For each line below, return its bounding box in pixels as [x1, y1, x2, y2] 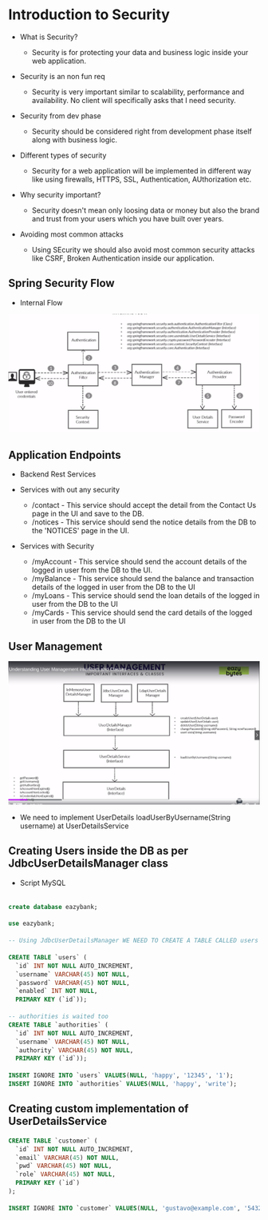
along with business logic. [31, 134, 118, 145]
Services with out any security [19, 485, 120, 495]
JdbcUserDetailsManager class [8, 857, 169, 871]
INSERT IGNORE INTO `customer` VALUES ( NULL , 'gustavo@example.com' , [8, 1204, 241, 1212]
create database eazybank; [8, 903, 98, 911]
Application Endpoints [8, 448, 121, 461]
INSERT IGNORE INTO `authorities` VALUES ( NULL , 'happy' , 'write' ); [8, 1080, 238, 1088]
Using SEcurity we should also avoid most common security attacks [31, 245, 255, 254]
